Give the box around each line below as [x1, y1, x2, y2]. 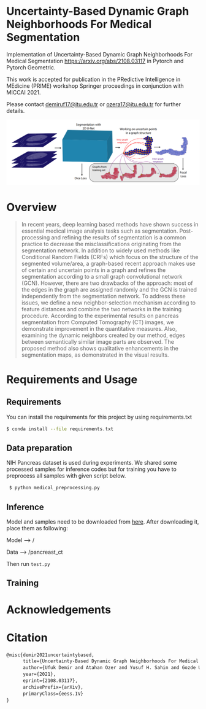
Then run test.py [6, 560, 50, 568]
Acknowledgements [6, 603, 112, 616]
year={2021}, [22, 671, 56, 678]
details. [6, 107, 25, 114]
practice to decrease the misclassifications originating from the [21, 240, 181, 247]
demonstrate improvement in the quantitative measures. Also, [21, 325, 177, 332]
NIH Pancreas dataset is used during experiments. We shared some [6, 459, 177, 467]
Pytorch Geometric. [6, 63, 56, 71]
